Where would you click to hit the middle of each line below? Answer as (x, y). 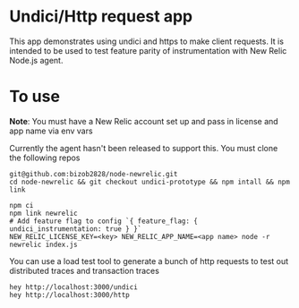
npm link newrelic (43, 213)
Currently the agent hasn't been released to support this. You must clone (144, 148)
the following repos (45, 158)
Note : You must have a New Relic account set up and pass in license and (144, 121)
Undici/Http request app (101, 17)
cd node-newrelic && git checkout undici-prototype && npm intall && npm (150, 182)
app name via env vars (51, 131)
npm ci (21, 205)
